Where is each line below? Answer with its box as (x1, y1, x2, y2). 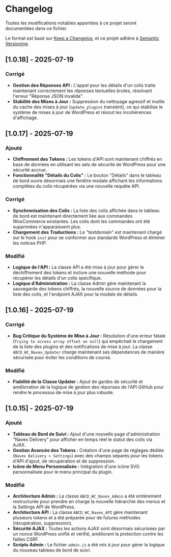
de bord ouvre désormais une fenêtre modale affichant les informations (12, 178, 163, 184)
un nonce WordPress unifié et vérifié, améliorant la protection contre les (12, 531, 164, 537)
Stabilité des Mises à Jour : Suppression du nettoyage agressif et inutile (12, 98, 165, 104)
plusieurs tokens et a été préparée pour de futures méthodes (12, 514, 141, 520)
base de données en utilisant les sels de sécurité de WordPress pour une (12, 161, 166, 168)
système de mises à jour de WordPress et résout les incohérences (12, 109, 152, 115)
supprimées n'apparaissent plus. (12, 223, 81, 229)
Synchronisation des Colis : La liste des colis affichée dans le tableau (12, 207, 160, 214)
